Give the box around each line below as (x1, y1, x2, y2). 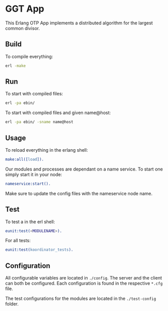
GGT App (5, 3, 45, 15)
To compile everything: (5, 53, 53, 59)
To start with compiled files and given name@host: (5, 110, 111, 116)
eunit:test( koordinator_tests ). (5, 247, 73, 253)
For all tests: (5, 237, 31, 244)
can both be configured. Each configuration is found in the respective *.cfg (5, 280, 163, 287)
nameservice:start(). (5, 181, 51, 186)
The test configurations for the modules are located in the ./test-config (5, 295, 156, 302)
